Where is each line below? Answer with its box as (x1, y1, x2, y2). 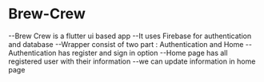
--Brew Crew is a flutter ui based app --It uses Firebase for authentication (8, 31, 252, 41)
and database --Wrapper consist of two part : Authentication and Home (8, 39, 244, 49)
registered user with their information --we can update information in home (8, 57, 256, 66)
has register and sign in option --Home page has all (58, 48, 228, 57)
